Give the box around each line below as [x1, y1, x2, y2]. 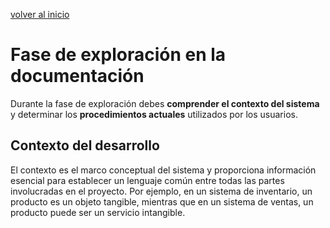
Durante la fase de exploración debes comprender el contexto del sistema [10, 97, 320, 109]
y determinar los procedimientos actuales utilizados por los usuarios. [10, 108, 298, 120]
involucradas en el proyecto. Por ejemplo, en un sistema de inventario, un [10, 185, 313, 197]
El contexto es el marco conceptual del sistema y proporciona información [10, 164, 317, 176]
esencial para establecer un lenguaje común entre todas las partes [10, 174, 285, 186]
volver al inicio [10, 9, 70, 20]
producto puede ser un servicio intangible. [10, 206, 186, 218]
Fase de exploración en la [10, 44, 227, 66]
